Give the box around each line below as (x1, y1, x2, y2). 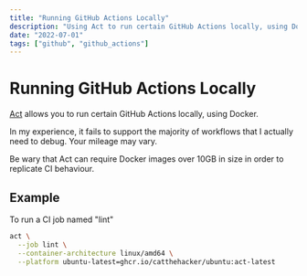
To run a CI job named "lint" (9, 214, 114, 225)
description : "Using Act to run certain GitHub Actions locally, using (9, 22, 288, 31)
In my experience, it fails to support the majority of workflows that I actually (9, 126, 294, 137)
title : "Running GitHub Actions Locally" (9, 13, 170, 23)
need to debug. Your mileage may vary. (9, 136, 158, 147)
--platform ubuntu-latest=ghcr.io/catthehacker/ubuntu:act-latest (17, 257, 276, 266)
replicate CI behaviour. (9, 164, 95, 175)
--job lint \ (17, 239, 68, 249)
